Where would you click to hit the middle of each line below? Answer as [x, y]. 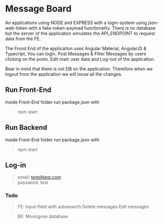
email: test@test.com [39, 177]
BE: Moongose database [43, 216]
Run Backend [26, 128]
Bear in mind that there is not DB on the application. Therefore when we [79, 69]
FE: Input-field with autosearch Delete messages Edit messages [83, 206]
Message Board [38, 9]
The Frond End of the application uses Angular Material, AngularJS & [76, 48]
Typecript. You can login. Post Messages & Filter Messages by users [76, 54]
